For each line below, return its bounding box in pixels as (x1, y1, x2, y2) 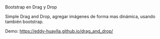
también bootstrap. (5, 19, 44, 24)
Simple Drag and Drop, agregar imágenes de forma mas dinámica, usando (5, 14, 156, 19)
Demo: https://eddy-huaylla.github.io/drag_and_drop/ (5, 28, 113, 34)
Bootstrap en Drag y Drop (5, 4, 58, 10)
